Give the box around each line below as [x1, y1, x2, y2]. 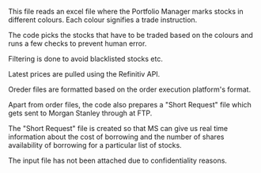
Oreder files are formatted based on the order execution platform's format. [8, 85, 252, 94]
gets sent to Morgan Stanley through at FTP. [8, 108, 153, 118]
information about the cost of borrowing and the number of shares [8, 132, 225, 141]
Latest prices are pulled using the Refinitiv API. [8, 70, 161, 78]
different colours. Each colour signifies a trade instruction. [8, 15, 198, 24]
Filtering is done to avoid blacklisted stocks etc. [8, 55, 164, 63]
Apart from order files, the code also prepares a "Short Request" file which [8, 100, 252, 109]
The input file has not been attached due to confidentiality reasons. [8, 156, 228, 165]
